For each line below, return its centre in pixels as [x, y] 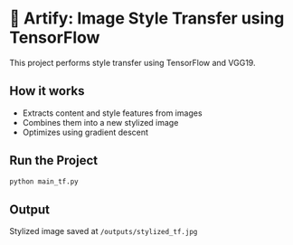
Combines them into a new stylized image [100, 122]
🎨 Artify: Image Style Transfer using [147, 19]
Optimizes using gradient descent [85, 132]
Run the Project [53, 160]
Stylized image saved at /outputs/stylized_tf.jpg [104, 231]
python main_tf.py [44, 181]
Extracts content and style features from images [112, 113]
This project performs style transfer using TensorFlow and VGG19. [132, 62]
